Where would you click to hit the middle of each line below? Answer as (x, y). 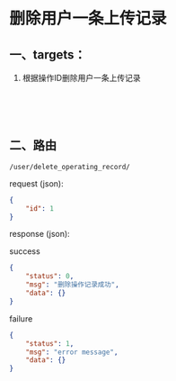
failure (21, 318)
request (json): (37, 183)
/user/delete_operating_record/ (70, 167)
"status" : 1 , (50, 343)
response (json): (40, 234)
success (25, 251)
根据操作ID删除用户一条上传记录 (81, 78)
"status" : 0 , (50, 277)
